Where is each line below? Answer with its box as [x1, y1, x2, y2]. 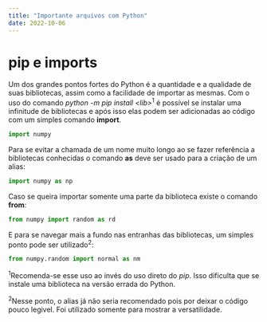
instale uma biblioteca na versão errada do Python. [8, 279, 175, 289]
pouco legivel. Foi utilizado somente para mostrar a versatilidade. [8, 304, 222, 314]
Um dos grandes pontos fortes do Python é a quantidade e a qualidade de [8, 80, 252, 89]
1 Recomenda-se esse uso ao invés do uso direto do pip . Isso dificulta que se [8, 269, 260, 280]
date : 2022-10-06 [8, 19, 66, 27]
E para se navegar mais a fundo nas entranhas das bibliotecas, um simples [8, 230, 253, 239]
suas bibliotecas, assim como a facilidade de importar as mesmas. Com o [8, 88, 249, 98]
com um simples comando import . [8, 115, 122, 124]
